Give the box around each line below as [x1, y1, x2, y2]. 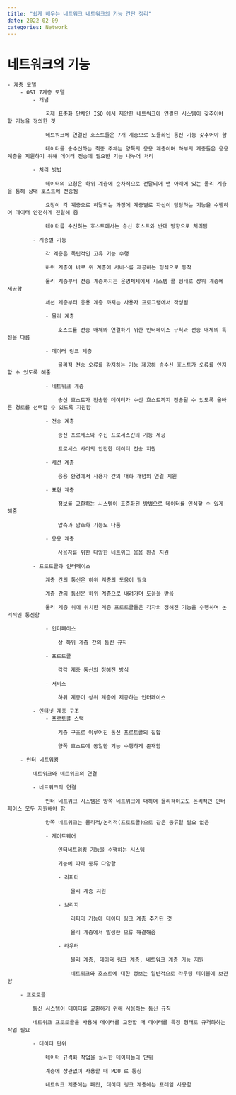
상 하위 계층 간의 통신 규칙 [57, 639, 127, 646]
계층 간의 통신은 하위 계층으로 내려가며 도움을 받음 [45, 590, 175, 598]
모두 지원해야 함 [24, 806, 66, 813]
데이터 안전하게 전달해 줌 [15, 209, 78, 216]
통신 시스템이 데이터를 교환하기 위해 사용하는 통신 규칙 [33, 1005, 171, 1013]
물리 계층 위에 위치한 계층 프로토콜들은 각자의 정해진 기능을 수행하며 [45, 604, 219, 611]
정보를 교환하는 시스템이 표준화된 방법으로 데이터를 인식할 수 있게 [57, 501, 224, 508]
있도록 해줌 [23, 369, 52, 377]
